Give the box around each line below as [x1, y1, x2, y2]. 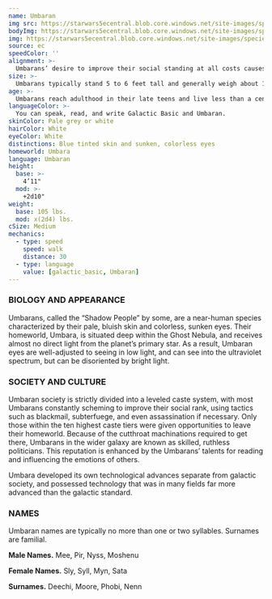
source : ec [8, 42, 45, 50]
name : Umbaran [8, 11, 57, 20]
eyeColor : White [8, 132, 63, 140]
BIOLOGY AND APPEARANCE [8, 295, 125, 306]
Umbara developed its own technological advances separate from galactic [8, 470, 257, 480]
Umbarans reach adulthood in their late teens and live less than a [15, 95, 252, 103]
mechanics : [8, 230, 45, 239]
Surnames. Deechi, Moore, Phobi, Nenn [8, 582, 142, 592]
